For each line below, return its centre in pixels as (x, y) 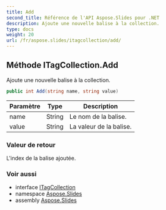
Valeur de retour (31, 144)
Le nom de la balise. (98, 116)
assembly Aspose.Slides (46, 200)
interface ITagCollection (45, 187)
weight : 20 (20, 35)
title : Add (20, 12)
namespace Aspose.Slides (49, 194)
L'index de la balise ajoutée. (41, 158)
